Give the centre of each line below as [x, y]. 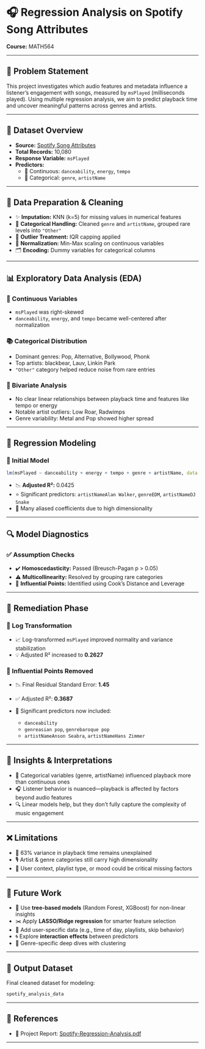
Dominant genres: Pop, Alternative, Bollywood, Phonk [82, 357]
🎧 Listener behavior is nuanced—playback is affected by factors [97, 788]
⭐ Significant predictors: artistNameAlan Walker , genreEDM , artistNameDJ [106, 494]
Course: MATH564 [30, 46]
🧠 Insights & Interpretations [59, 761]
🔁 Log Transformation [39, 625]
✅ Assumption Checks [41, 555]
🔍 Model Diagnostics [48, 534]
